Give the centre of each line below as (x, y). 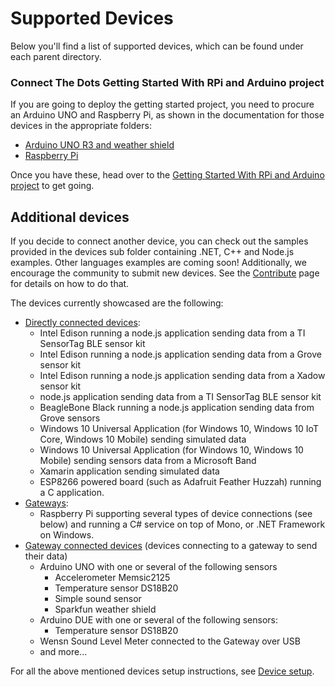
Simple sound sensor (98, 599)
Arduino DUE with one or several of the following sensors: (159, 620)
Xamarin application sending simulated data (129, 471)
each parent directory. (56, 56)
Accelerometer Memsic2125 (112, 578)
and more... (63, 652)
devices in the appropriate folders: (81, 126)
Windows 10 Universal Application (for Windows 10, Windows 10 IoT (179, 429)
